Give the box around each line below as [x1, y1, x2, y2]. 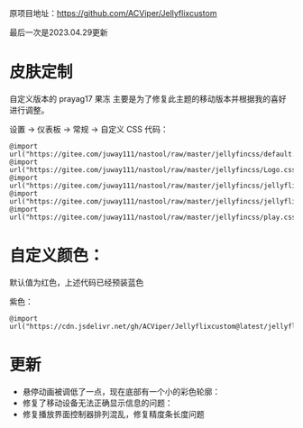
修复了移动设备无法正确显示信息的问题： [22, 397, 173, 408]
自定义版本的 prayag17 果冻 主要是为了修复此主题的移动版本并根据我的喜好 [9, 93, 287, 104]
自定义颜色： [9, 246, 106, 266]
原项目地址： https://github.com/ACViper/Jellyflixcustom [9, 8, 217, 18]
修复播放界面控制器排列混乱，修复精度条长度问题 [22, 408, 205, 419]
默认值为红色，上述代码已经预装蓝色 [9, 277, 144, 287]
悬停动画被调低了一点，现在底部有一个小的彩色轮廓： [22, 386, 221, 396]
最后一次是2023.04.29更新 [9, 27, 108, 38]
